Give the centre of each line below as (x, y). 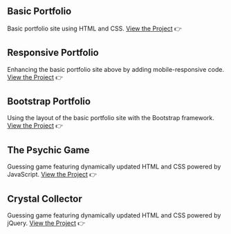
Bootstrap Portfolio (49, 102)
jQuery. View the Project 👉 (46, 223)
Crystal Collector (45, 198)
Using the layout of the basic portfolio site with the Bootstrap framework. (111, 118)
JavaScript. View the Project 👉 (52, 175)
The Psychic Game (48, 150)
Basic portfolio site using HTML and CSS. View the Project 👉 (94, 28)
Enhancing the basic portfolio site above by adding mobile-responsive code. (116, 69)
